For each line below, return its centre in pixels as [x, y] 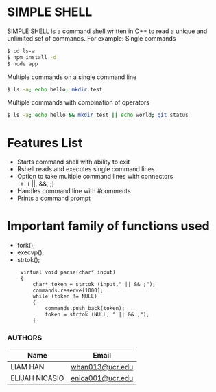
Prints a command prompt [54, 198]
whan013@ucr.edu [102, 367]
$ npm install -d [32, 57]
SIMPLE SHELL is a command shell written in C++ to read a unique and [107, 31]
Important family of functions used [109, 226]
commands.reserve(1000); [68, 291]
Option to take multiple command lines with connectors [95, 177]
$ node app [23, 64]
